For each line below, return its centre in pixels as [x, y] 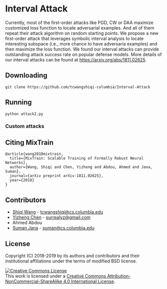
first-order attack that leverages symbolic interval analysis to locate [74, 38]
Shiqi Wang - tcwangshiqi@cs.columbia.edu [58, 212]
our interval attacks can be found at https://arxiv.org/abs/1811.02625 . [76, 59]
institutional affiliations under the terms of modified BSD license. [71, 261]
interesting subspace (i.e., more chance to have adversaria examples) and [81, 43]
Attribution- [119, 276]
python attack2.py [24, 114]
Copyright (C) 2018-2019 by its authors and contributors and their [73, 255]
